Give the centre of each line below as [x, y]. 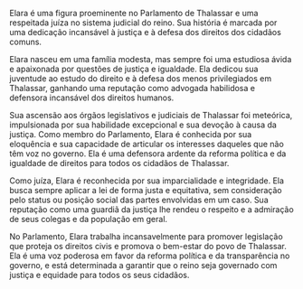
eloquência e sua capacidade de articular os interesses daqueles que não [147, 144]
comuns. [26, 42]
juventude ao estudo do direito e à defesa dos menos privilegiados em [141, 79]
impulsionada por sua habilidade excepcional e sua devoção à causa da [143, 125]
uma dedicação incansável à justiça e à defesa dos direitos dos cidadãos [146, 32]
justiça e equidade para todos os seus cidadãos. [99, 275]
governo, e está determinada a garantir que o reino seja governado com [143, 265]
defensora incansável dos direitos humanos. [92, 98]
